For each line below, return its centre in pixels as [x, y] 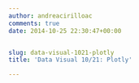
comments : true [34, 23]
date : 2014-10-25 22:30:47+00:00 [65, 31]
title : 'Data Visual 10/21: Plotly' [70, 60]
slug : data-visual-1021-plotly [61, 52]
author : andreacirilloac [50, 16]
